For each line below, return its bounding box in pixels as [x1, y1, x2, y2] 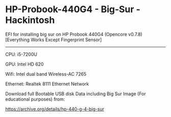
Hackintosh [5, 14, 55, 26]
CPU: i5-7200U [5, 51, 37, 57]
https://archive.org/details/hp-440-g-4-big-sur [5, 106, 104, 112]
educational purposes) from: [5, 96, 65, 102]
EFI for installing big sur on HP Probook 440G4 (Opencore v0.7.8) [5, 31, 142, 37]
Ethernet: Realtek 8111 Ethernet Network [5, 80, 89, 87]
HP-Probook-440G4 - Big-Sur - [5, 4, 141, 15]
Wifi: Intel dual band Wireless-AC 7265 [5, 71, 87, 77]
